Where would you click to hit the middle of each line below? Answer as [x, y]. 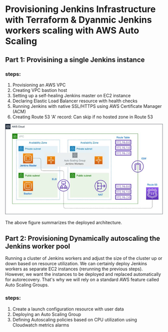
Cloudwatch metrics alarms [41, 325]
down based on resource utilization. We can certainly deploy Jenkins [76, 264]
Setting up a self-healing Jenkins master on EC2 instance [71, 95]
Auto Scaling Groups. [27, 285]
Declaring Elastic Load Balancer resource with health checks [75, 101]
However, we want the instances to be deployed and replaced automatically [83, 274]
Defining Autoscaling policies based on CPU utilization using [75, 319]
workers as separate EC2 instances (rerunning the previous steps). [74, 269]
